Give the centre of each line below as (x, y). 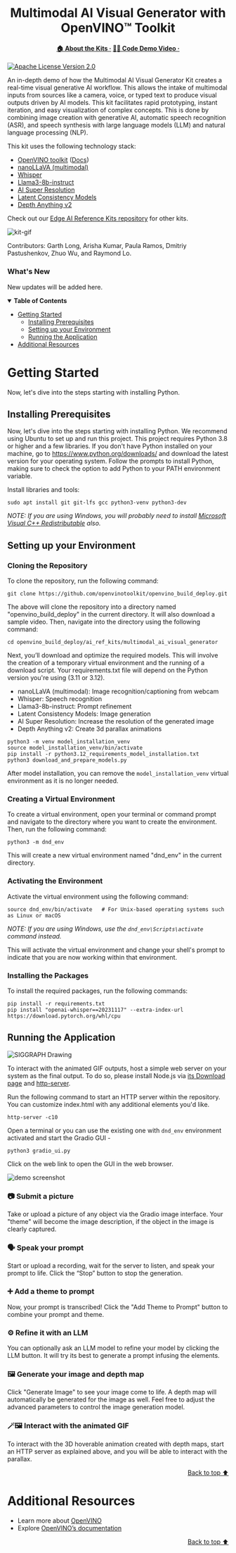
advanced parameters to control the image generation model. (96, 1407)
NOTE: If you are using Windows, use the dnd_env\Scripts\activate (105, 929)
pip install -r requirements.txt (56, 1004)
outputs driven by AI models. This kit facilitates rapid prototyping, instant (112, 103)
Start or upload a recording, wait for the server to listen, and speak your (111, 1266)
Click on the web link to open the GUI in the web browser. (90, 1163)
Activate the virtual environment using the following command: (98, 896)
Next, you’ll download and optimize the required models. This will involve (113, 655)
